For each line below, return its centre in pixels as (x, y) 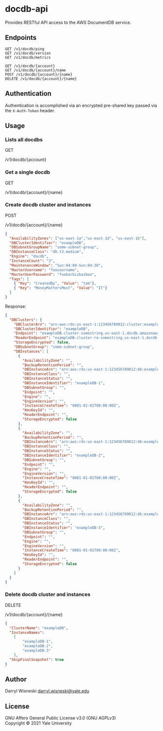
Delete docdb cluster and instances (48, 594)
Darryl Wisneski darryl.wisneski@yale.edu (47, 691)
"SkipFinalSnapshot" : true (37, 660)
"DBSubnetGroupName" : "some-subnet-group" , (54, 247)
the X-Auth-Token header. (30, 110)
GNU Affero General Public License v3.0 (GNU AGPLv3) (61, 718)
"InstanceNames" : (27, 633)
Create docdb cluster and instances (48, 205)
